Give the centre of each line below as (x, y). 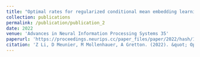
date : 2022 (20, 28)
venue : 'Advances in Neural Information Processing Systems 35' (87, 34)
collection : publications (38, 17)
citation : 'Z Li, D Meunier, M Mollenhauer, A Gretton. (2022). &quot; (97, 45)
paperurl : (18, 39)
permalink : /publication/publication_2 (56, 23)
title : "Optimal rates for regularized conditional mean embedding (92, 12)
